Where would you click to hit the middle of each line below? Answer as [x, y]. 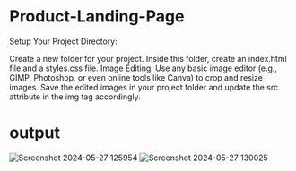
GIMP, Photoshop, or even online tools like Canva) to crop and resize [136, 77]
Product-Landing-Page [97, 17]
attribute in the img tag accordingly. [75, 97]
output [35, 133]
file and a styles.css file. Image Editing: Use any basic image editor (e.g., [144, 68]
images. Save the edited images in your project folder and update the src [144, 87]
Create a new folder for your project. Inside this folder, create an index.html [148, 58]
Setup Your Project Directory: [64, 41]
